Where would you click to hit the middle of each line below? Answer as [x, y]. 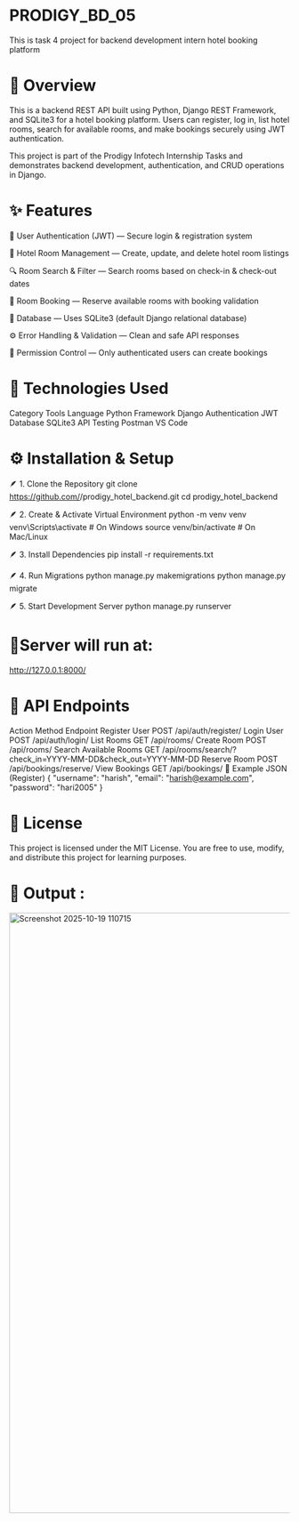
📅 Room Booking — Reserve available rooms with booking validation [134, 301]
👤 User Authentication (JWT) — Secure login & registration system [131, 236]
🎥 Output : [47, 893]
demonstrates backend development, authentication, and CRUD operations [147, 165]
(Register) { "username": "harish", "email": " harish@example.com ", [132, 777]
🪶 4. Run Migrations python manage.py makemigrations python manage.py [148, 576]
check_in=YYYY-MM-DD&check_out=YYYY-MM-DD [105, 759]
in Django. [28, 174]
